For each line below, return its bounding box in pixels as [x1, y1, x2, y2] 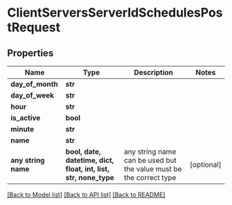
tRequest [7, 19, 61, 35]
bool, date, [65, 147, 101, 157]
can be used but [124, 156, 177, 165]
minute [10, 125, 35, 134]
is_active [10, 113, 41, 123]
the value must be [124, 164, 182, 174]
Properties [7, 47, 54, 59]
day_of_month [10, 80, 59, 89]
